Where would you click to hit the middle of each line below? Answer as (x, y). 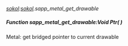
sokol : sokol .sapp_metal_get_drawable (52, 9)
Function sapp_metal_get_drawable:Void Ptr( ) (64, 22)
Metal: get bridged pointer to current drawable (63, 37)
